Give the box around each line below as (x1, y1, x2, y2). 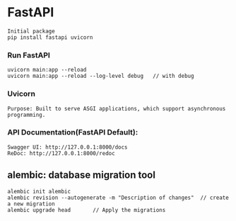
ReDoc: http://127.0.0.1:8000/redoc (7, 149, 115, 157)
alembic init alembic (7, 188, 71, 195)
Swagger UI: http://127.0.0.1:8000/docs (7, 143, 129, 151)
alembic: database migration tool (7, 169, 155, 181)
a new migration (7, 200, 55, 208)
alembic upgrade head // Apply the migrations (7, 206, 166, 213)
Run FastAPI (7, 50, 51, 60)
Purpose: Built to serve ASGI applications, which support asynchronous (7, 105, 226, 112)
